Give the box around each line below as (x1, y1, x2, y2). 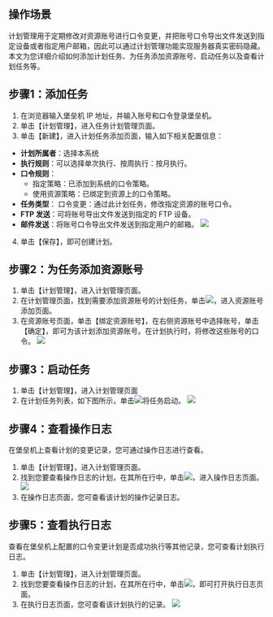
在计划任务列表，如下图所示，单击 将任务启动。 (19, 396, 185, 406)
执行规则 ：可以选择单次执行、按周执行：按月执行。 (19, 158, 192, 168)
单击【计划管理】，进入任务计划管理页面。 (19, 120, 160, 130)
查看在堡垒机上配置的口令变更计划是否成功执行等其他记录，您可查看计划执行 (8, 541, 265, 551)
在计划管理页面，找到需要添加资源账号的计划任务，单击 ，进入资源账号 (19, 296, 264, 306)
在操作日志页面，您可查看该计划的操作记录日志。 (19, 493, 184, 502)
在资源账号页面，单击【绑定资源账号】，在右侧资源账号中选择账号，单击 (19, 316, 259, 326)
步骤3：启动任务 (8, 363, 91, 376)
